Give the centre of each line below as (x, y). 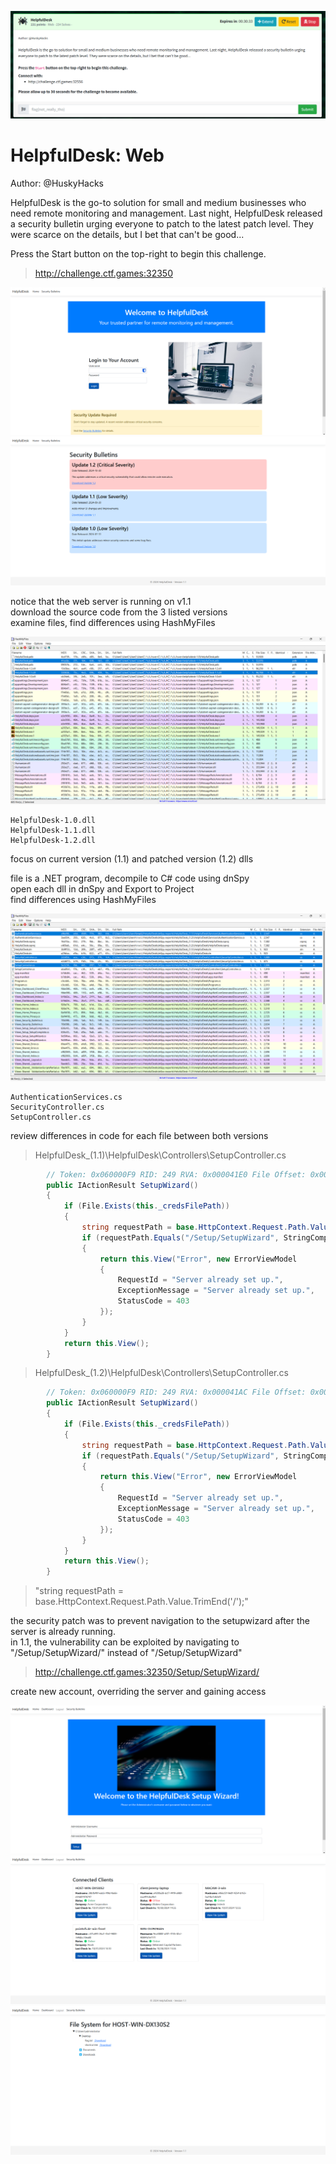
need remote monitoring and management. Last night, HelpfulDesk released (166, 213)
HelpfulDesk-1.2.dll (53, 840)
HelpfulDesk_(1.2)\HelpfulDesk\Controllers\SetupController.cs (161, 1373)
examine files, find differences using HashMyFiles (113, 623)
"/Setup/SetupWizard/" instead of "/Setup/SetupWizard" (126, 1653)
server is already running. (63, 1632)
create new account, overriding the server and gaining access (138, 1692)
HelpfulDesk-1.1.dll (53, 830)
